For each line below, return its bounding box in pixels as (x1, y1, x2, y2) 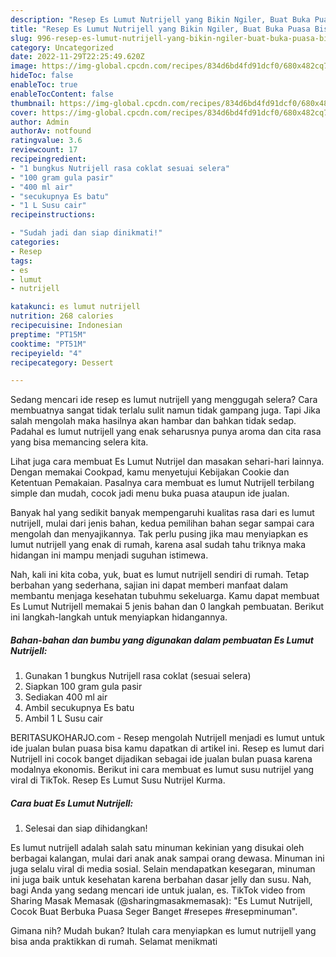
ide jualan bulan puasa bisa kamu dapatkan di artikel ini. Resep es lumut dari (10, 742, 325, 755)
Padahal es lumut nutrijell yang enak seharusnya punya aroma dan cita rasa (10, 426, 322, 438)
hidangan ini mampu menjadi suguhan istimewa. (10, 549, 209, 561)
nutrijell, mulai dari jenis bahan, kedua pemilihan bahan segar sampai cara (10, 517, 315, 530)
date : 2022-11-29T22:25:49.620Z (10, 52, 145, 62)
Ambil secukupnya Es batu (24, 702, 135, 714)
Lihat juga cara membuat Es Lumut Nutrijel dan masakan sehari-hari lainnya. (10, 456, 325, 468)
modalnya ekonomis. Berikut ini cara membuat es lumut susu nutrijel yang (10, 764, 315, 776)
